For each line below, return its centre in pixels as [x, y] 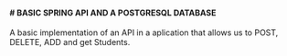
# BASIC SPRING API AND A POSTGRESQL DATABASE [113, 13]
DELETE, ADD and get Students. [70, 42]
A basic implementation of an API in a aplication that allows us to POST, [144, 33]
